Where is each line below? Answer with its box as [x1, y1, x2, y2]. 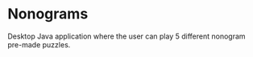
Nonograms [7, 5, 89, 23]
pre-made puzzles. [7, 39, 71, 49]
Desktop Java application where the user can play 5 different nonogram [7, 31, 247, 41]
